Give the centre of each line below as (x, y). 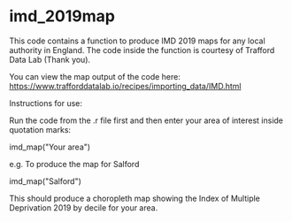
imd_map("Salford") (46, 181)
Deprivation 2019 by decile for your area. (84, 207)
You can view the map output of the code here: (95, 76)
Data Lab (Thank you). (50, 59)
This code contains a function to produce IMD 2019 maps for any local (137, 41)
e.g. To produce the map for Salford (74, 164)
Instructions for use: (46, 103)
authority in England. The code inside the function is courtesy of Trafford (142, 50)
